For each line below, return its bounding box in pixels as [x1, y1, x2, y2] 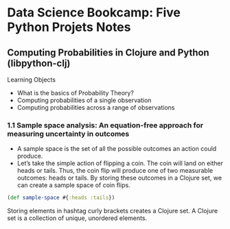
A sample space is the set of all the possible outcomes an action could [16, 145, 217, 153]
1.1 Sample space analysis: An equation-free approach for [7, 120, 204, 130]
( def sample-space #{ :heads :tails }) [7, 194, 115, 202]
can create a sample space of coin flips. [16, 181, 130, 189]
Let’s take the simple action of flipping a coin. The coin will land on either [16, 159, 223, 167]
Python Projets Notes [7, 19, 131, 35]
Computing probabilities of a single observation [16, 96, 152, 104]
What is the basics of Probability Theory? [16, 89, 134, 97]
